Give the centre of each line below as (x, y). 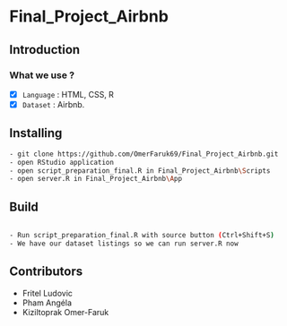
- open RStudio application (62, 162)
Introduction (45, 50)
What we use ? (42, 75)
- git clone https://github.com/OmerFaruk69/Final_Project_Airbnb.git (144, 154)
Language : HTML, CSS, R (68, 94)
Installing (36, 133)
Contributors (46, 272)
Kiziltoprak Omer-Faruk (65, 312)
